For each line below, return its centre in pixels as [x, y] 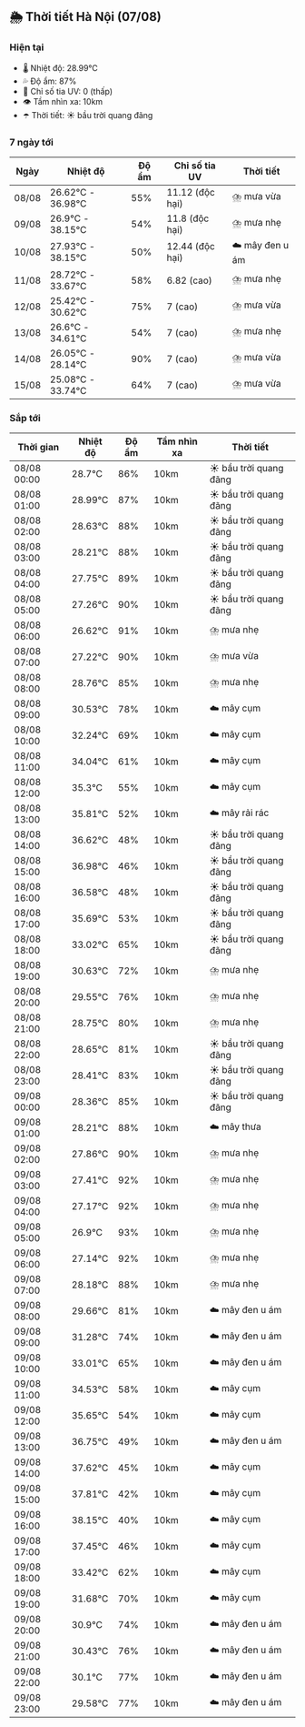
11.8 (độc [188, 218]
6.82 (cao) [190, 280]
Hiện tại [27, 47]
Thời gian [39, 448]
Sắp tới [25, 418]
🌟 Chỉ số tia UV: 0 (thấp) [68, 91]
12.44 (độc [191, 247]
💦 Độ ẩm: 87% [49, 81]
